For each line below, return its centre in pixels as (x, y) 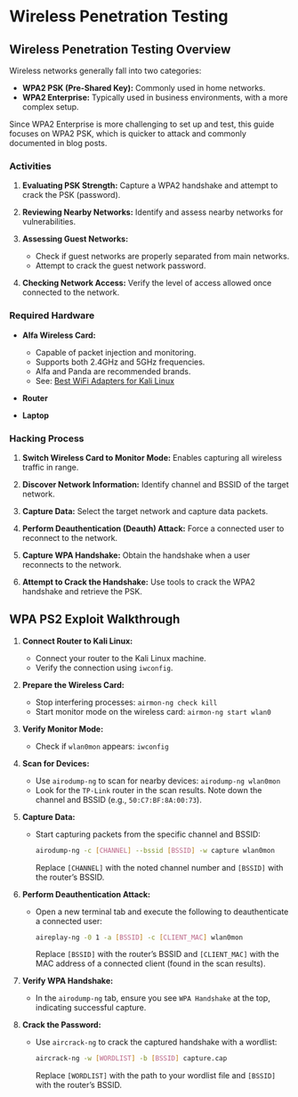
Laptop (36, 415)
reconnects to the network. (72, 564)
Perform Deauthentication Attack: (86, 894)
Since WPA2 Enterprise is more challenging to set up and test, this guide (142, 124)
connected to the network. (71, 292)
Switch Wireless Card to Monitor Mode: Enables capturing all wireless (152, 457)
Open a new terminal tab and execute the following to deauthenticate (162, 912)
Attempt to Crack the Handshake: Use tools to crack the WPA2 (139, 582)
